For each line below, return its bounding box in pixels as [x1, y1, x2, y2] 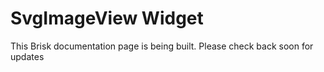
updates [10, 50, 45, 62]
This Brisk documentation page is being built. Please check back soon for [10, 40, 314, 52]
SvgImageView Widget [10, 7, 204, 30]
